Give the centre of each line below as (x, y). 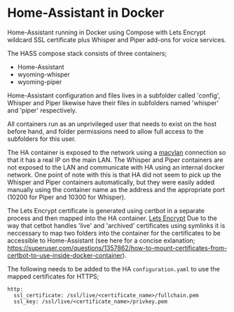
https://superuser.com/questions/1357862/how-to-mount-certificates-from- (117, 247)
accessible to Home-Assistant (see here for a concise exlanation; (101, 240)
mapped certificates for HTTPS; (53, 276)
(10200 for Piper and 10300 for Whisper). (67, 197)
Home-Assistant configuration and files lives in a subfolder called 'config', (114, 95)
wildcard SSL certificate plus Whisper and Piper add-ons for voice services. (117, 39)
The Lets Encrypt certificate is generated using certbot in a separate (106, 210)
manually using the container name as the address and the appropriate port (116, 189)
